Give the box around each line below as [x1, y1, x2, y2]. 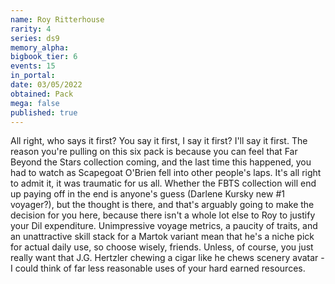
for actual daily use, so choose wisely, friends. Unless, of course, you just [10, 241, 314, 253]
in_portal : [10, 71, 56, 81]
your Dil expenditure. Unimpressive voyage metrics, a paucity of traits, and [10, 220, 318, 232]
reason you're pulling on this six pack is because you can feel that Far [10, 146, 298, 158]
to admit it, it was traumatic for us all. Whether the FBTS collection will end [10, 177, 317, 190]
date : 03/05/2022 [10, 80, 83, 90]
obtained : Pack [10, 89, 74, 99]
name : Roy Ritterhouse [10, 14, 105, 25]
